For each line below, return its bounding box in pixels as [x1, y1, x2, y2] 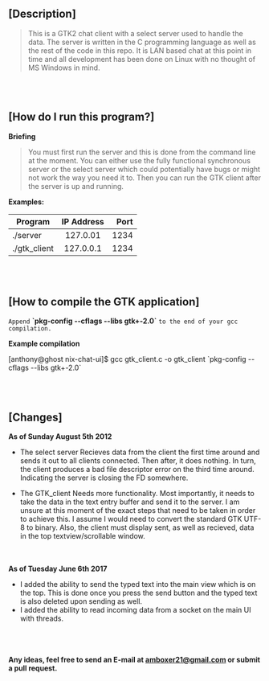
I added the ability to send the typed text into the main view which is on [19, 580, 256, 589]
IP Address [61, 215, 104, 227]
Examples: [8, 197, 44, 207]
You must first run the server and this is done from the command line [27, 147, 256, 157]
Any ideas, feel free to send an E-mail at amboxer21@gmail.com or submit [8, 655, 261, 665]
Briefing [8, 131, 36, 141]
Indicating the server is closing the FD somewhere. [19, 473, 189, 482]
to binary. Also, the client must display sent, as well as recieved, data [26, 523, 255, 532]
